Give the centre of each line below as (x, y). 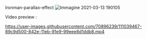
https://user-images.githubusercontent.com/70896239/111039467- (73, 26)
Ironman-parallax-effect (29, 8)
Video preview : (21, 17)
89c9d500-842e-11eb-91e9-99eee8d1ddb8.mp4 (55, 31)
